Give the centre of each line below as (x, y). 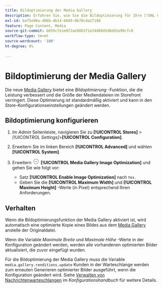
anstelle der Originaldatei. (31, 230)
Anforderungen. (35, 193)
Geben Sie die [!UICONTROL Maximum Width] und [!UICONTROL (85, 182)
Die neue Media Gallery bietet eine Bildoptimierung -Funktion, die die (74, 90)
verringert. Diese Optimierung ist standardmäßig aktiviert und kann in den (79, 100)
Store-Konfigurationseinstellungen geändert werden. (58, 105)
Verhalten (20, 208)
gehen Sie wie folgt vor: (36, 168)
